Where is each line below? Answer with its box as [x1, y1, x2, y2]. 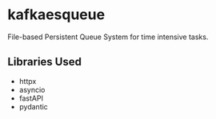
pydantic [18, 101, 49, 111]
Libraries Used [7, 55, 82, 69]
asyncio [18, 85, 46, 94]
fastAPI [18, 93, 43, 103]
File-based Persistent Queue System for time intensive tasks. [7, 32, 209, 42]
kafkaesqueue [7, 6, 106, 24]
